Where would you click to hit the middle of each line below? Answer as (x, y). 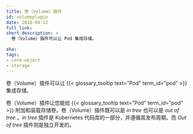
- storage (18, 66)
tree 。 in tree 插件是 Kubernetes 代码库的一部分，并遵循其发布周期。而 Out (96, 117)
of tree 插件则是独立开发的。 (40, 125)
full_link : (19, 28)
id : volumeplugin (27, 17)
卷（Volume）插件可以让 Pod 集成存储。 (54, 39)
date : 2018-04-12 (27, 22)
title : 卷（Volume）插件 (34, 11)
